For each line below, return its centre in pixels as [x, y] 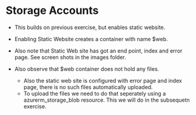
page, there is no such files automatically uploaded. [88, 87]
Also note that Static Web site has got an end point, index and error [98, 51]
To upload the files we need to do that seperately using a [95, 93]
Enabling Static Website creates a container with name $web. [91, 39]
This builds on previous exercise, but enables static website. [90, 27]
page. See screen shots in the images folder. [70, 57]
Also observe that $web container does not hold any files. [87, 69]
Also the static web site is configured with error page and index [103, 80]
